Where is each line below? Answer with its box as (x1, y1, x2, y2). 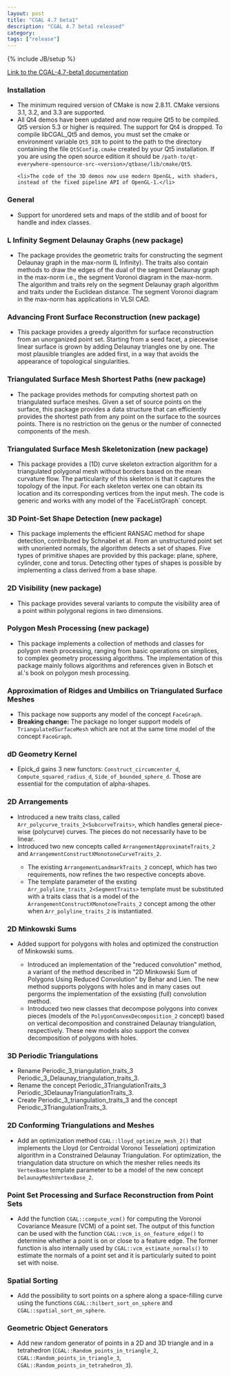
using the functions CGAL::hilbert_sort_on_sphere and (17, 1299, 173, 1307)
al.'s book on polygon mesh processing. (17, 668, 131, 677)
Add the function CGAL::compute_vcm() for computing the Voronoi (17, 1214, 202, 1223)
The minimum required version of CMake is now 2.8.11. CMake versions (17, 101, 219, 109)
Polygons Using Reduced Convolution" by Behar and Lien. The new (27, 975, 219, 983)
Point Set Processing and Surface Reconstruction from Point (7, 1190, 214, 1200)
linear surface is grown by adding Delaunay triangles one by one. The (17, 342, 215, 351)
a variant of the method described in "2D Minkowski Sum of (27, 967, 198, 976)
